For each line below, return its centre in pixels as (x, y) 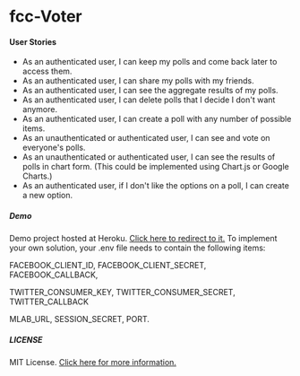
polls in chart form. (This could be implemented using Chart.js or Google (155, 167)
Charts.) (37, 176)
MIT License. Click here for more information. (93, 363)
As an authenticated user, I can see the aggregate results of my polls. (150, 91)
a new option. (47, 196)
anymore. (40, 109)
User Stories (33, 41)
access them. (47, 71)
